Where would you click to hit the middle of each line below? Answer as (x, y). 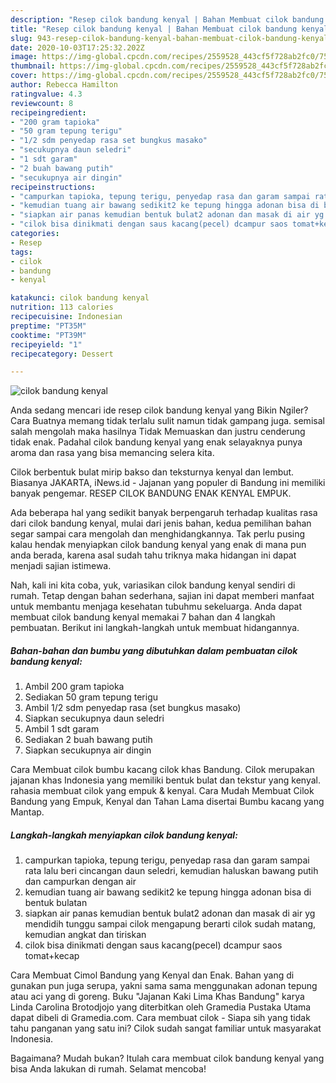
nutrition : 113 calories (62, 307)
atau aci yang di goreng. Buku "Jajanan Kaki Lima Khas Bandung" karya (157, 997)
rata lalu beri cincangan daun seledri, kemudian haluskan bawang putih (171, 871)
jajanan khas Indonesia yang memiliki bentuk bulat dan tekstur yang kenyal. (165, 780)
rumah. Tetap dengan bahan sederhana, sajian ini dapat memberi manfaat (162, 596)
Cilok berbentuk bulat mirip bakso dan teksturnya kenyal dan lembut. (152, 472)
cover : (24, 76)
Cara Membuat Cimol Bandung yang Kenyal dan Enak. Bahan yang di (152, 975)
